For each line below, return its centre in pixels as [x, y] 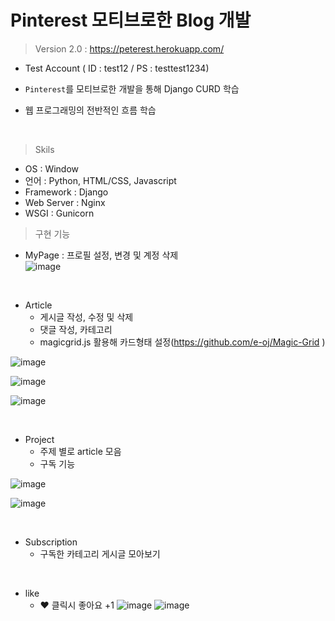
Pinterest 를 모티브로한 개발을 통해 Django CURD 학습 [132, 88]
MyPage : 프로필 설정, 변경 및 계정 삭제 [101, 255]
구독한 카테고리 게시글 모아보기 [100, 553]
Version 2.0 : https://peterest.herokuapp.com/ [129, 48]
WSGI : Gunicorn [59, 213]
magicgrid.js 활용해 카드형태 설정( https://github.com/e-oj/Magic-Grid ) [182, 342]
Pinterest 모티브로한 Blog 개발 [131, 20]
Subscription [51, 542]
